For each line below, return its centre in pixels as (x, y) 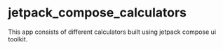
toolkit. (18, 39)
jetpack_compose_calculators (97, 13)
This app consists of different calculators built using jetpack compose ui (112, 32)
